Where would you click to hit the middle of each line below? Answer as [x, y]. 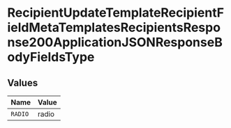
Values [23, 82]
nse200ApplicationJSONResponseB [115, 42]
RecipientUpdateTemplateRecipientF [116, 13]
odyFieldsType [51, 57]
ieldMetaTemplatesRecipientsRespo [114, 27]
